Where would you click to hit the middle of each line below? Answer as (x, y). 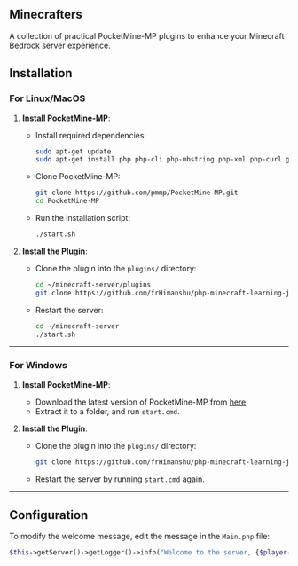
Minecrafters (46, 15)
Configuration (49, 515)
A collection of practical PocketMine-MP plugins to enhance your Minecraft (147, 35)
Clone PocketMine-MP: (78, 177)
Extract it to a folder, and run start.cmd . (107, 411)
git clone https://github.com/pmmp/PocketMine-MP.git (137, 193)
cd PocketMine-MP (67, 201)
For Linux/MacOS (47, 98)
